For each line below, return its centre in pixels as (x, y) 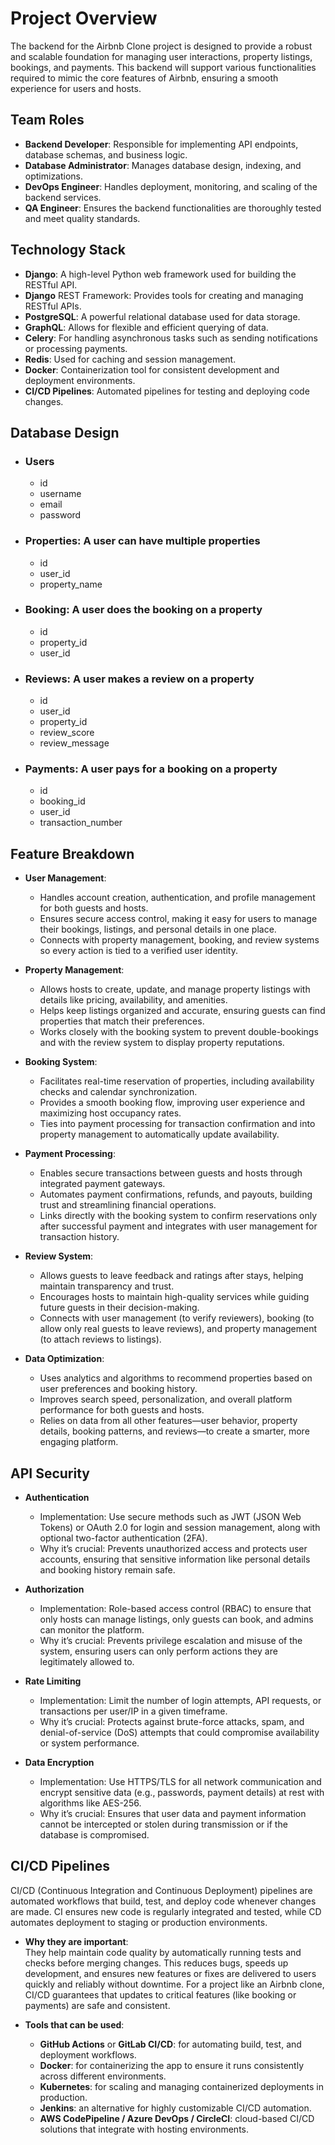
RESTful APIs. (53, 306)
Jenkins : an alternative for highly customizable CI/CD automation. (175, 2108)
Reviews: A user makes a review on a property (139, 679)
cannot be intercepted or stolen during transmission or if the (163, 1824)
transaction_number (81, 823)
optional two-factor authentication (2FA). (123, 1538)
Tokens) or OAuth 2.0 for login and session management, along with (180, 1528)
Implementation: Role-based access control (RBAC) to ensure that (175, 1609)
